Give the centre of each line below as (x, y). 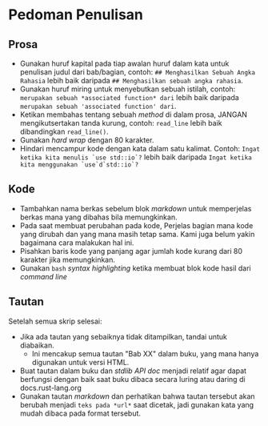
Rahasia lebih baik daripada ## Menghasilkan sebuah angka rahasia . (132, 80)
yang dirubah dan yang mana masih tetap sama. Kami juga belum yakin (137, 234)
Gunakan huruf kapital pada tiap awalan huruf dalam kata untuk (124, 63)
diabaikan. (37, 345)
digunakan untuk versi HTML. (80, 362)
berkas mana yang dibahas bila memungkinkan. (98, 217)
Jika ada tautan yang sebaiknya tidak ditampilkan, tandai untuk (124, 336)
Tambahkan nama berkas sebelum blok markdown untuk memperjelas (136, 208)
